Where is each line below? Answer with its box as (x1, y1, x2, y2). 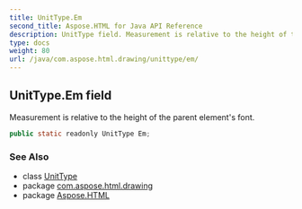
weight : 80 (9, 47, 50, 56)
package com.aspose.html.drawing (22, 180, 154, 191)
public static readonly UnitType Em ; (9, 129, 151, 138)
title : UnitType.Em (9, 13, 83, 22)
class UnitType (22, 170, 78, 181)
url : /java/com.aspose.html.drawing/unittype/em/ (9, 55, 200, 64)
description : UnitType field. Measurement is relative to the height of (9, 30, 288, 39)
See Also (9, 150, 49, 162)
